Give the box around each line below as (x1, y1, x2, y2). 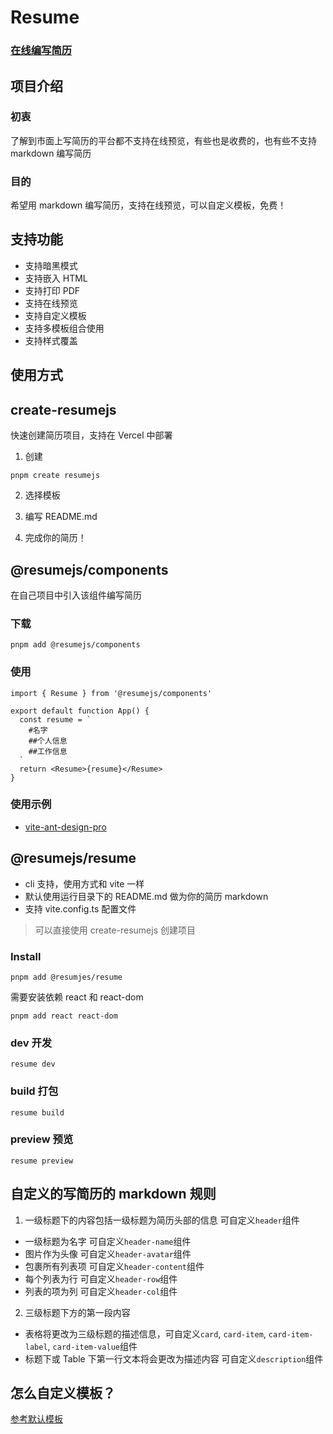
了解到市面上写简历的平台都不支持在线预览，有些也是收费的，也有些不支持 (10, 134, 317, 146)
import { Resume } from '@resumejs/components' (10, 688, 213, 698)
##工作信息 (28, 746, 68, 756)
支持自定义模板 (24, 309, 87, 321)
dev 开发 (10, 1036, 53, 1050)
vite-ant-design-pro (24, 821, 107, 833)
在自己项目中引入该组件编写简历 (10, 589, 142, 601)
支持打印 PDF (24, 284, 81, 296)
